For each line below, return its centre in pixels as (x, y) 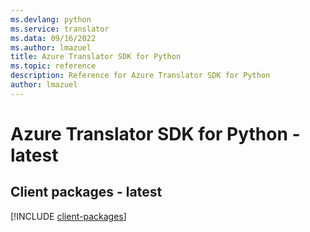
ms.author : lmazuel (51, 47)
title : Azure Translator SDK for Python (96, 57)
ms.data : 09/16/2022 (53, 38)
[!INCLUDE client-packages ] (68, 216)
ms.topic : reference (53, 66)
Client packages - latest (86, 192)
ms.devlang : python (51, 19)
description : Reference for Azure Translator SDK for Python (140, 76)
